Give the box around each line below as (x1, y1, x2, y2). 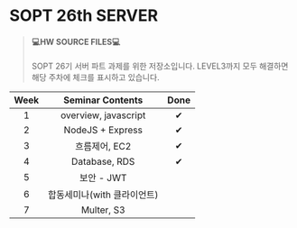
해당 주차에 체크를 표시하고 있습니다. (31, 72, 160, 83)
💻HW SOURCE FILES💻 (31, 36, 121, 47)
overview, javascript (60, 109, 146, 122)
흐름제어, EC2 (75, 141, 132, 153)
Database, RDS (70, 155, 135, 168)
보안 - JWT (79, 172, 127, 185)
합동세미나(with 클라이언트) (48, 188, 159, 201)
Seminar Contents (62, 94, 144, 106)
